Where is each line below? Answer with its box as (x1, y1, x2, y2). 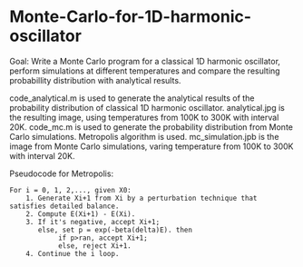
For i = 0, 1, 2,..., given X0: (9, 185, 132, 194)
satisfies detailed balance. (9, 202, 120, 211)
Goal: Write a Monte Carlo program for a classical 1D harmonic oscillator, (9, 55, 281, 66)
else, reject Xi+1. (57, 241, 132, 251)
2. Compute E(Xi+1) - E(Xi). (25, 209, 136, 219)
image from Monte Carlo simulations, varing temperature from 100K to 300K (9, 141, 294, 152)
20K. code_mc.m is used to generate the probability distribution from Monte (9, 121, 293, 133)
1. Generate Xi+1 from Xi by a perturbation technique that (25, 193, 258, 203)
